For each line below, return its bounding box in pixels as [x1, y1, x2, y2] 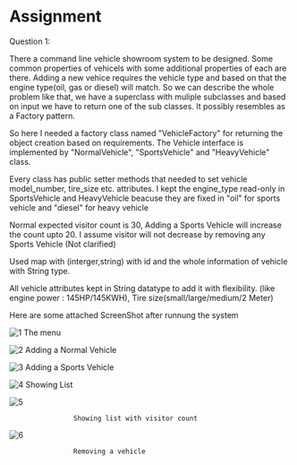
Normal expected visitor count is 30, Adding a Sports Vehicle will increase [9, 220, 282, 230]
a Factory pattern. [9, 110, 76, 121]
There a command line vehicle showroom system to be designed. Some [9, 53, 274, 64]
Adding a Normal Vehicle [25, 344, 117, 355]
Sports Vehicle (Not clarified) [9, 238, 116, 249]
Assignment [9, 6, 102, 27]
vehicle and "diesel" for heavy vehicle [9, 202, 149, 212]
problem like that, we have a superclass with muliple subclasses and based [9, 91, 286, 102]
